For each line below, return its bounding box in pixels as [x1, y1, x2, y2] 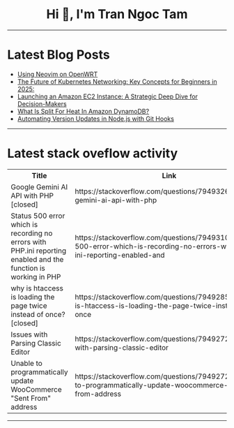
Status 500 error [10, 211, 65, 221]
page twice [10, 300, 47, 310]
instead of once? [10, 309, 65, 319]
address [10, 401, 38, 411]
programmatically [10, 367, 68, 376]
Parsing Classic [10, 338, 61, 348]
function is [10, 263, 45, 273]
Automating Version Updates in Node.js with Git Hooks [17, 115, 174, 123]
